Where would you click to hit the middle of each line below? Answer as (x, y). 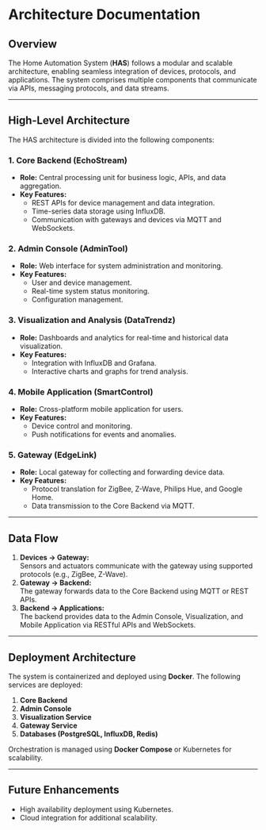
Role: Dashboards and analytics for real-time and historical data (124, 337)
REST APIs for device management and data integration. (123, 203)
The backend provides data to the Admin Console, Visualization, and (131, 617)
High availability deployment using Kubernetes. (97, 809)
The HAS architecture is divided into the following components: (112, 140)
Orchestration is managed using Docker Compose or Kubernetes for (120, 749)
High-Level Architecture (69, 121)
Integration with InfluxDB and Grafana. (94, 363)
